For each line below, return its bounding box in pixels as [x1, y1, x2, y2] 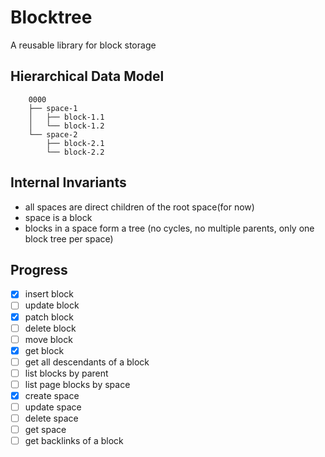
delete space [24, 412, 79, 425]
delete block [24, 322, 77, 334]
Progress [10, 261, 68, 278]
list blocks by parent [24, 367, 109, 379]
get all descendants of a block [24, 356, 150, 368]
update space [24, 401, 82, 413]
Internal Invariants [10, 174, 127, 191]
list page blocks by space [24, 378, 131, 390]
